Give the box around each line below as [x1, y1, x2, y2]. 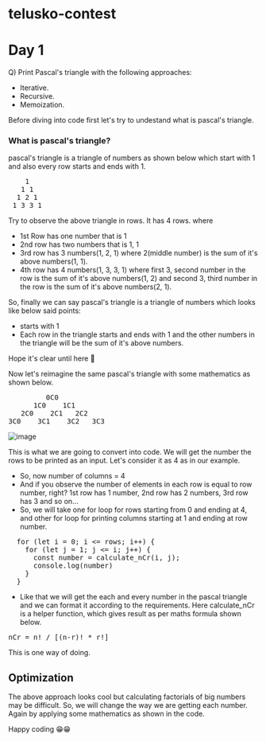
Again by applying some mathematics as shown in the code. [8, 709, 205, 719]
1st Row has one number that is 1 [19, 232, 127, 241]
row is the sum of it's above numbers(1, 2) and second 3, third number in [19, 274, 258, 283]
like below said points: [8, 306, 81, 315]
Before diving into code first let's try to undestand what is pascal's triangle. [8, 115, 254, 125]
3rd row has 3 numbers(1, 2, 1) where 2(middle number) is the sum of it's [19, 248, 258, 258]
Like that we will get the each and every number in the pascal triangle [19, 592, 248, 602]
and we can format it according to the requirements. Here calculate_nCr [19, 600, 255, 610]
